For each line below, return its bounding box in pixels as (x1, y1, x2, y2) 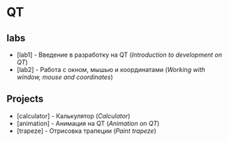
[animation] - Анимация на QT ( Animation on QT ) (16, 119, 160, 127)
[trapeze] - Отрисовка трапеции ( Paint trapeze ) (16, 127, 156, 135)
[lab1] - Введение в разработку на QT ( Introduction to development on (16, 50, 223, 59)
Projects (6, 93, 44, 105)
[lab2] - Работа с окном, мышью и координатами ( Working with (16, 66, 205, 73)
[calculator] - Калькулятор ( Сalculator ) (16, 111, 131, 120)
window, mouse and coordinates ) (16, 73, 113, 81)
